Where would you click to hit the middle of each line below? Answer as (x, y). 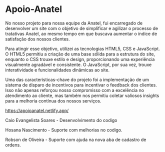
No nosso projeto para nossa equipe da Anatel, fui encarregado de (74, 23)
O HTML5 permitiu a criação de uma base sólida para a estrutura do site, (80, 54)
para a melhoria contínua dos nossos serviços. (53, 100)
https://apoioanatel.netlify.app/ (37, 110)
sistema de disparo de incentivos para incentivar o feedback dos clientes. (81, 85)
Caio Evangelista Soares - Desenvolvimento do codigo (61, 120)
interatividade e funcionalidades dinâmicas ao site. (57, 70)
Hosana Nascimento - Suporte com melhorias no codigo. (64, 130)
